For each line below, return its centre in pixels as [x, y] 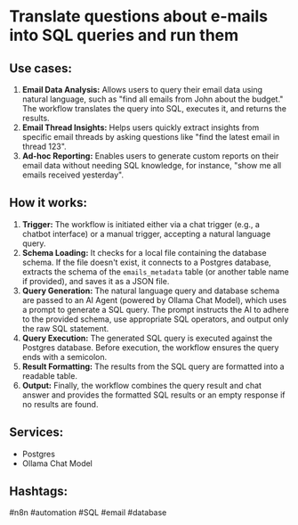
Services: [36, 433]
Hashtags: [39, 492]
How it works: [48, 203]
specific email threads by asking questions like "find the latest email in [151, 137]
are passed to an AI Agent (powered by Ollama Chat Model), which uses [154, 299]
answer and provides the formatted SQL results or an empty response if [154, 395]
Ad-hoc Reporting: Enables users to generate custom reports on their [150, 156]
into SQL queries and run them [124, 35]
